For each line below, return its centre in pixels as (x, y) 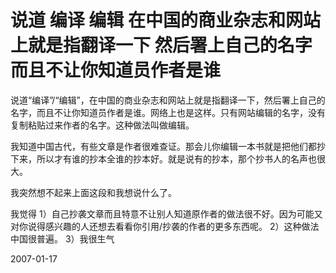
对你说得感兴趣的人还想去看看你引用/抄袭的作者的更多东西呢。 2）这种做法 (165, 226)
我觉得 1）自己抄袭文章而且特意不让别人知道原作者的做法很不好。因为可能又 (166, 213)
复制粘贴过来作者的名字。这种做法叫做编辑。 (102, 125)
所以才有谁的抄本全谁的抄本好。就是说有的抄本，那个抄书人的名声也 (176, 158)
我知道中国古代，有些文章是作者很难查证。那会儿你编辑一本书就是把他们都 (163, 146)
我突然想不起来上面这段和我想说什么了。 (93, 192)
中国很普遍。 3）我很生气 (62, 238)
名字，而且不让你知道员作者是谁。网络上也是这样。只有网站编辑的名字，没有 (168, 112)
